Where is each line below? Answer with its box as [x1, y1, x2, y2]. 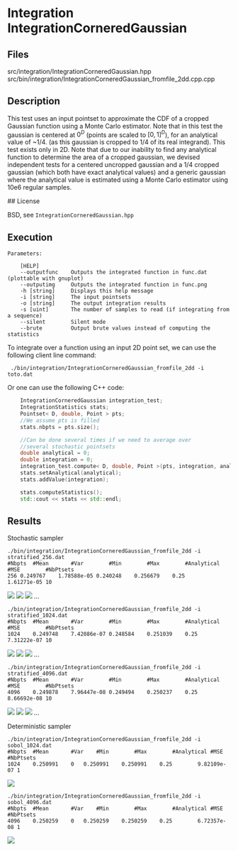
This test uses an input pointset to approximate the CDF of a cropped [7, 114, 209, 122]
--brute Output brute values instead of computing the [20, 325, 211, 332]
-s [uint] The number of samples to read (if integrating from [20, 306, 230, 313]
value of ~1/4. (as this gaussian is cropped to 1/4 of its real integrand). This [7, 138, 225, 146]
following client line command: [7, 351, 97, 359]
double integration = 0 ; [20, 456, 93, 463]
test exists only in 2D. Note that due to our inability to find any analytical [7, 146, 217, 154]
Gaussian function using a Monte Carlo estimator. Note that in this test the [7, 121, 223, 130]
